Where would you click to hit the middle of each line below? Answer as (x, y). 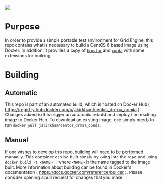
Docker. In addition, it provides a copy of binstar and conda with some (75, 50)
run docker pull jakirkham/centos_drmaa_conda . (53, 125)
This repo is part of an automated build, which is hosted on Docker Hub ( (77, 104)
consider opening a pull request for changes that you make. (65, 177)
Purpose (22, 27)
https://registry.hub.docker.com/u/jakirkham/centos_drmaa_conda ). (73, 109)
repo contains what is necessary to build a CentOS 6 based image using (77, 45)
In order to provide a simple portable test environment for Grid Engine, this (79, 40)
